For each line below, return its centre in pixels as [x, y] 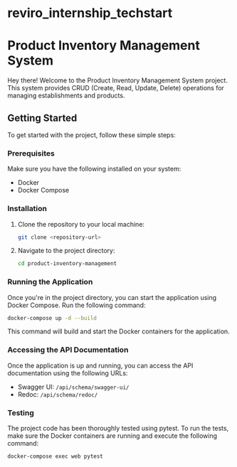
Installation [27, 209]
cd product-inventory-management [67, 264]
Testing [21, 412]
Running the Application [50, 282]
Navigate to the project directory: [66, 251]
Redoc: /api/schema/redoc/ [58, 394]
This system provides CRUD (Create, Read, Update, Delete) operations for [116, 88]
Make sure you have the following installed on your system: [94, 169]
